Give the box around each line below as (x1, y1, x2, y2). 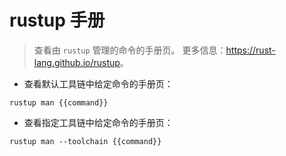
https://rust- (225, 44, 276, 56)
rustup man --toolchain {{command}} (9, 136, 162, 146)
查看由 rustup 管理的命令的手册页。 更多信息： (33, 44, 227, 56)
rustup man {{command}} (9, 97, 109, 108)
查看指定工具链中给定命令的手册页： (23, 116, 174, 128)
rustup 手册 (9, 9, 106, 32)
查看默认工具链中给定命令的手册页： (23, 77, 174, 90)
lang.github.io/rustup (33, 56, 121, 68)
